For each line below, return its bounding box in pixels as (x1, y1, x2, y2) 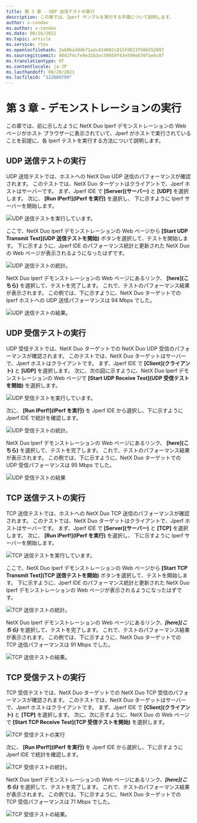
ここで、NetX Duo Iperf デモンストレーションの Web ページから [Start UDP (6, 227, 188, 234)
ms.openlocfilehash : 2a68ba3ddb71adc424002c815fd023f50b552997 (6, 47, 165, 53)
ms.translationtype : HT (6, 58, 65, 64)
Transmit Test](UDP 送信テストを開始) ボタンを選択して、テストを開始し (6, 234, 183, 242)
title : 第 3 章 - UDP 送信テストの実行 (6, 8, 95, 15)
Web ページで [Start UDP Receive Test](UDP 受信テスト (54, 374, 190, 381)
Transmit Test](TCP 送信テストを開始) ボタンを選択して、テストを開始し (6, 572, 183, 579)
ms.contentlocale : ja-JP (6, 63, 67, 70)
